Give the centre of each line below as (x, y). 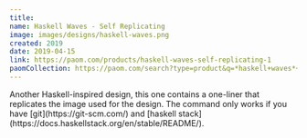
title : (22, 18)
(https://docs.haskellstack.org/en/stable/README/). (107, 123)
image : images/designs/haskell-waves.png (90, 34)
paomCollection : (40, 69)
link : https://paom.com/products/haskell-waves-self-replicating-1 (141, 60)
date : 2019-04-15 (42, 52)
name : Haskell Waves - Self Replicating (88, 26)
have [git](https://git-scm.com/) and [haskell (93, 113)
